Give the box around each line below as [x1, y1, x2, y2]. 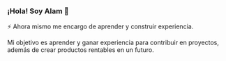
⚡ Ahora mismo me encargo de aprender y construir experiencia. [7, 22, 194, 31]
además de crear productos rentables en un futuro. [7, 46, 155, 54]
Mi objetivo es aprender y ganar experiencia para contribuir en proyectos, [7, 38, 220, 47]
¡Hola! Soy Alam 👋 [7, 6, 69, 16]
